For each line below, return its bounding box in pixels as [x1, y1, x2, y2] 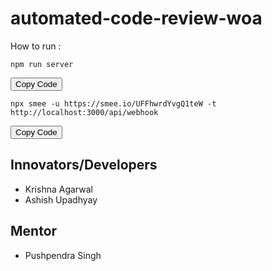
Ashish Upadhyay [24, 193, 98, 206]
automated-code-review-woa [10, 7, 263, 30]
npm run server [10, 59, 74, 69]
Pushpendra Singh [24, 249, 102, 261]
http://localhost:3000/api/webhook [10, 107, 159, 117]
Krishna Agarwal [24, 183, 93, 195]
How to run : [10, 40, 62, 52]
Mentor [10, 223, 58, 240]
